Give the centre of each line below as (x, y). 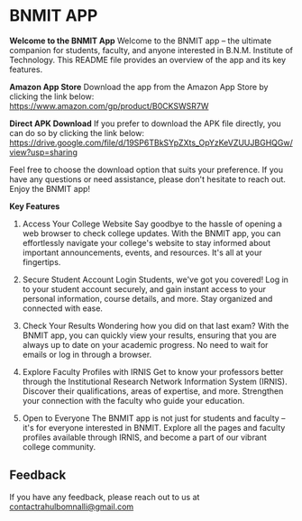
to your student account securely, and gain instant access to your (144, 288)
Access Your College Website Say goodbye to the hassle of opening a (152, 224)
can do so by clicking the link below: (77, 133)
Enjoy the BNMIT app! (50, 188)
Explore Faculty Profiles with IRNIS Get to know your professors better (153, 371)
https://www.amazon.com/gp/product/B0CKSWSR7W (109, 105)
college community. (59, 446)
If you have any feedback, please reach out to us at (105, 497)
